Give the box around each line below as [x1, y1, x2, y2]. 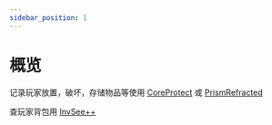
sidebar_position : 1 [9, 13, 88, 23]
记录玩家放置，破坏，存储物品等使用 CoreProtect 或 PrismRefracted [9, 87, 264, 98]
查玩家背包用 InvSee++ [9, 106, 96, 117]
